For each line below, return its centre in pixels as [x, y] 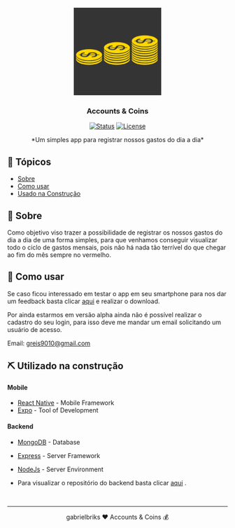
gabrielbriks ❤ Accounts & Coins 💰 [117, 517]
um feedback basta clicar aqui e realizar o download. [84, 301]
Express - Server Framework [59, 455]
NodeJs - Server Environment [60, 469]
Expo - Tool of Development [58, 410]
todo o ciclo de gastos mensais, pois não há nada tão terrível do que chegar [117, 247]
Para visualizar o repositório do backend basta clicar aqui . [102, 482]
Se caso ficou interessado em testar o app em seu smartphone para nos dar [117, 293]
